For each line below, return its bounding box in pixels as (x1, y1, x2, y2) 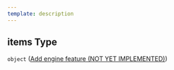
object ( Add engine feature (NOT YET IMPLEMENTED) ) (7, 55, 168, 63)
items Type (7, 36, 58, 48)
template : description (7, 10, 74, 17)
